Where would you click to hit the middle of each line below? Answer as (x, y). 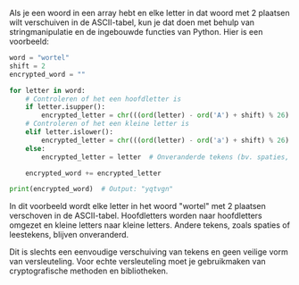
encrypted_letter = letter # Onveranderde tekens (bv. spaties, (166, 157)
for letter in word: (48, 90)
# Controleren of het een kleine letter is (108, 124)
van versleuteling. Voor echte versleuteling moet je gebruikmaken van (137, 262)
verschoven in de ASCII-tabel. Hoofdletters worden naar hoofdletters (136, 216)
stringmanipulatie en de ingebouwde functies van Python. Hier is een (136, 32)
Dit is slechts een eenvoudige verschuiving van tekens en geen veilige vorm (149, 252)
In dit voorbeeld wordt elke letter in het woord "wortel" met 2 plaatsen (137, 206)
